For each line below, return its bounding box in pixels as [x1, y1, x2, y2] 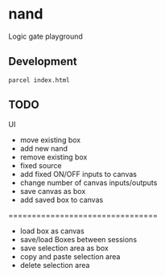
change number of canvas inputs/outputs [19, 178, 158, 187]
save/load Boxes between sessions [19, 234, 138, 244]
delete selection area [19, 260, 90, 270]
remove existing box [19, 152, 88, 162]
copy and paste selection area [19, 251, 121, 262]
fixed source [19, 160, 62, 170]
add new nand [19, 143, 68, 153]
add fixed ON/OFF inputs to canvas [19, 169, 137, 179]
